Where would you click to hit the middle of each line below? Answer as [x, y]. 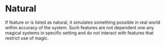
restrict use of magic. [27, 38]
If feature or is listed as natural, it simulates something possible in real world [83, 22]
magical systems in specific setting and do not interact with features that [79, 33]
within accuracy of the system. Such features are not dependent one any [80, 27]
